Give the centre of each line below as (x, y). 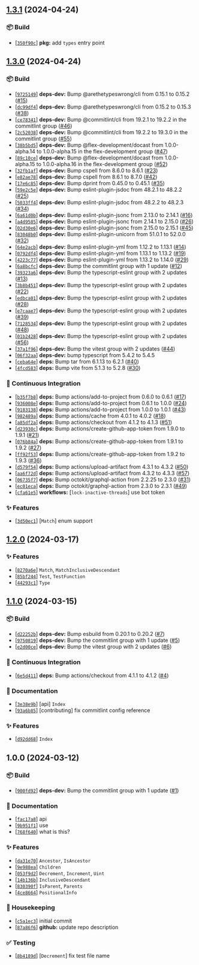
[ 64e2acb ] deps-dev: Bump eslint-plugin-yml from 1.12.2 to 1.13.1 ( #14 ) (101, 247)
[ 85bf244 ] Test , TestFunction (50, 576)
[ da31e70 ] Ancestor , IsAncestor (53, 860)
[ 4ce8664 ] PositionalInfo (46, 892)
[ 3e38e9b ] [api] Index (40, 704)
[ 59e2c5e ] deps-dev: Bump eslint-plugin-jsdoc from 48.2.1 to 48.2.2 (99, 190)
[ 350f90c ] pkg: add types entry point (60, 43)
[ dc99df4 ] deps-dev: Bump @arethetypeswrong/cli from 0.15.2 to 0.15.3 (103, 107)
